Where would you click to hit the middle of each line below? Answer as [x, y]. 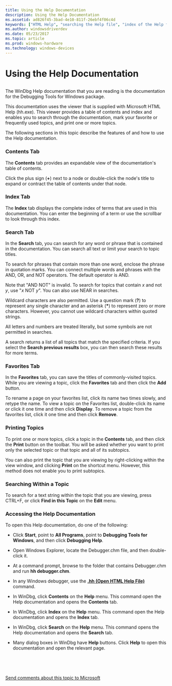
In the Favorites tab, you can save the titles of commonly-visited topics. [81, 377]
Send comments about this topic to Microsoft [53, 678]
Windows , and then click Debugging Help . [58, 540]
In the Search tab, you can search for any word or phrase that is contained [84, 244]
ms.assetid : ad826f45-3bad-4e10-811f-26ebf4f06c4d [60, 19]
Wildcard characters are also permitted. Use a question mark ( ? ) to [76, 300]
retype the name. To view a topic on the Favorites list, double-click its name [85, 403]
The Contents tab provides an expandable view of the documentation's [81, 163]
